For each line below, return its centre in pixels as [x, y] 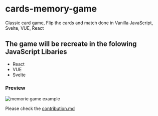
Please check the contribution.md [40, 108]
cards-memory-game [51, 9]
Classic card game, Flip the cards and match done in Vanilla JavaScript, [79, 23]
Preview [15, 88]
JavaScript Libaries [36, 52]
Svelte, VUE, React [25, 28]
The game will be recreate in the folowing [71, 44]
